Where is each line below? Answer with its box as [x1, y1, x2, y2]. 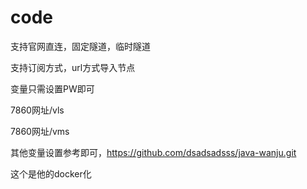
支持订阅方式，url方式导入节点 [10, 61, 136, 73]
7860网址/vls [10, 104, 65, 116]
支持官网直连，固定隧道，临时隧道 [10, 40, 151, 52]
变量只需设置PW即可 [10, 82, 95, 95]
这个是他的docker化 [10, 167, 92, 180]
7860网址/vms [10, 125, 70, 137]
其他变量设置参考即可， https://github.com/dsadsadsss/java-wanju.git [10, 146, 297, 158]
